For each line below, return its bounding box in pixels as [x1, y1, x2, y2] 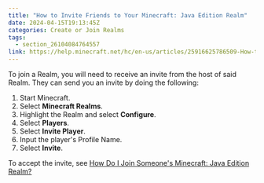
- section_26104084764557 [15, 41, 101, 49]
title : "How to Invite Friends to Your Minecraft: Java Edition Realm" [8, 11, 247, 20]
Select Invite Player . [19, 126, 86, 136]
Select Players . [19, 119, 69, 127]
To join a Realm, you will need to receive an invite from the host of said [8, 70, 237, 79]
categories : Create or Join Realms [8, 26, 125, 34]
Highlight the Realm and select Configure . [19, 110, 156, 119]
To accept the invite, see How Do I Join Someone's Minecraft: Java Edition [8, 159, 250, 167]
